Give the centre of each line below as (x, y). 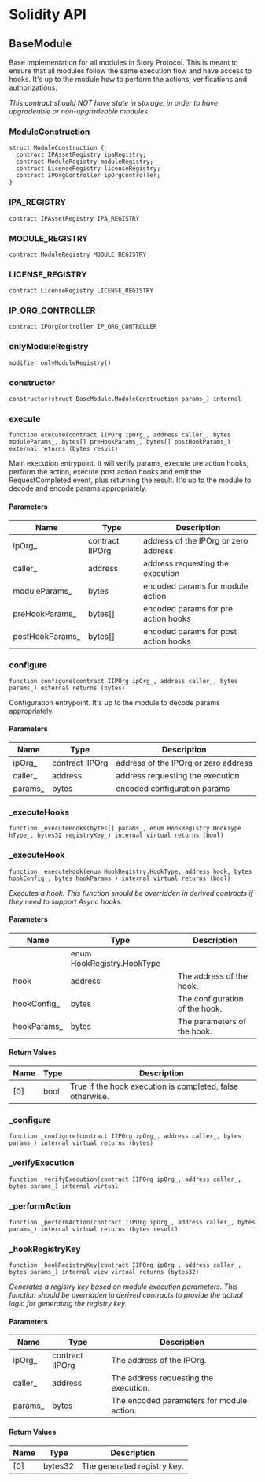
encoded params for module (196, 586)
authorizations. (33, 87)
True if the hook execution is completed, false (155, 1086)
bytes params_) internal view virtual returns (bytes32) (104, 1272)
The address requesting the (162, 1378)
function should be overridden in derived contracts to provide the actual (126, 1295)
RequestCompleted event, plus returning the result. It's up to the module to (130, 480)
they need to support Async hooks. (66, 901)
